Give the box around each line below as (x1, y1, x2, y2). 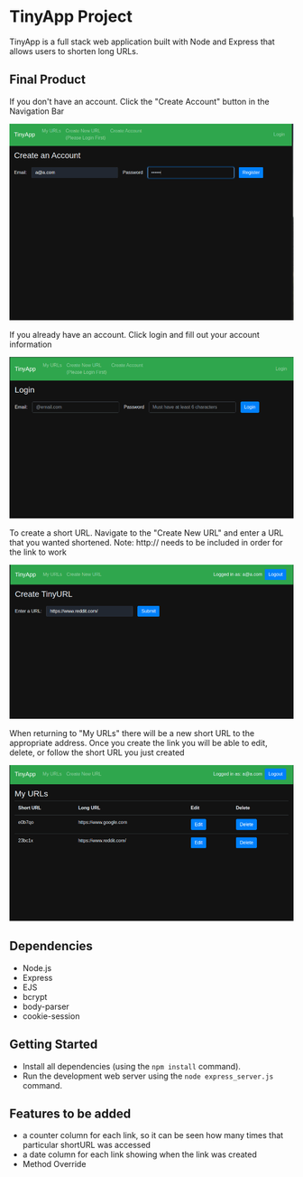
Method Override (22, 1159, 87, 1170)
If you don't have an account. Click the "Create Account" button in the (9, 96, 270, 107)
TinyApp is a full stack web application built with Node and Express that (9, 36, 275, 47)
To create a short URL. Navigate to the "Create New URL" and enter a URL (9, 527, 284, 538)
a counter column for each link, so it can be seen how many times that (22, 1130, 284, 1141)
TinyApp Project (9, 6, 133, 27)
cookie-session (22, 1010, 80, 1022)
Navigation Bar (9, 106, 65, 117)
